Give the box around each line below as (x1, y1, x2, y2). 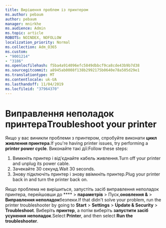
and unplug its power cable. (12, 160, 70, 166)
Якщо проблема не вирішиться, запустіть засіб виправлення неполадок (5, 186, 159, 192)
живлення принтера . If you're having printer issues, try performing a (5, 140, 148, 146)
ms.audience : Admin (5, 26, 46, 31)
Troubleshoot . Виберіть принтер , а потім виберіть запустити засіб (5, 207, 148, 213)
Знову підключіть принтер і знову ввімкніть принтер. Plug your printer (12, 171, 160, 177)
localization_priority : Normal (5, 40, 70, 45)
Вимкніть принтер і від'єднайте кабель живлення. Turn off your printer (12, 155, 161, 161)
